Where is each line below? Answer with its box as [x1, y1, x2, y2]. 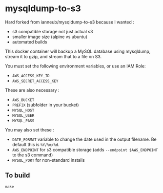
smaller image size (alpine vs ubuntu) [12, 34, 88, 40]
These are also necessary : [5, 87, 60, 93]
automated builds [12, 39, 47, 44]
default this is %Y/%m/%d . [12, 141, 60, 147]
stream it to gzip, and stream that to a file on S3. [5, 53, 102, 59]
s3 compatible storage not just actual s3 [12, 28, 93, 34]
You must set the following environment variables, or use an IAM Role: [5, 63, 146, 69]
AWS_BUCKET [12, 97, 35, 103]
